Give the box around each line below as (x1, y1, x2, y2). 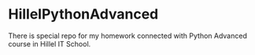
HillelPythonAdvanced (8, 5, 159, 23)
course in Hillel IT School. (8, 39, 91, 48)
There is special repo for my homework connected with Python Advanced (8, 31, 248, 40)
